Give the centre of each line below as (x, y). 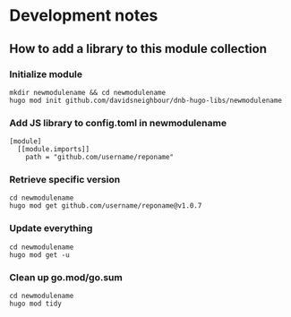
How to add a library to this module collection (138, 49)
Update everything (51, 228)
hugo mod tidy (36, 304)
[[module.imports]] (54, 150)
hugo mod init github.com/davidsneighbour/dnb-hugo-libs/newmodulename (145, 100)
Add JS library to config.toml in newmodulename (118, 123)
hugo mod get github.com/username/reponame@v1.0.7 (106, 206)
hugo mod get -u (39, 255)
